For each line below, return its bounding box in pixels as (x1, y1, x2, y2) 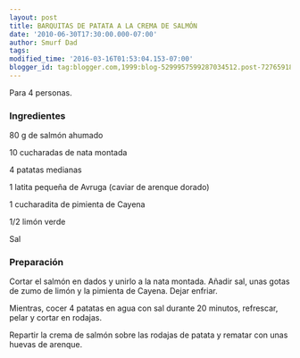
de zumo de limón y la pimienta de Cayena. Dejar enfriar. (9, 286, 218, 296)
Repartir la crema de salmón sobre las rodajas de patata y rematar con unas (9, 329, 288, 340)
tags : (9, 46, 29, 55)
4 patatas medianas (9, 164, 82, 175)
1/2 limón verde (9, 216, 66, 228)
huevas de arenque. (9, 339, 83, 350)
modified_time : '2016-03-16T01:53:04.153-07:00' (9, 54, 194, 63)
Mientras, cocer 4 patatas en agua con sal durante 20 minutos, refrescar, (9, 303, 279, 313)
